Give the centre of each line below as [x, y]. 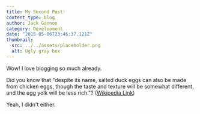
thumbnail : [20, 40]
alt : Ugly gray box [36, 51]
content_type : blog [31, 17]
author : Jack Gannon [32, 23]
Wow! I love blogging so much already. [54, 68]
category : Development [35, 29]
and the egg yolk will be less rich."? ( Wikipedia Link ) [71, 93]
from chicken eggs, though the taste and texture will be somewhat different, [100, 86]
